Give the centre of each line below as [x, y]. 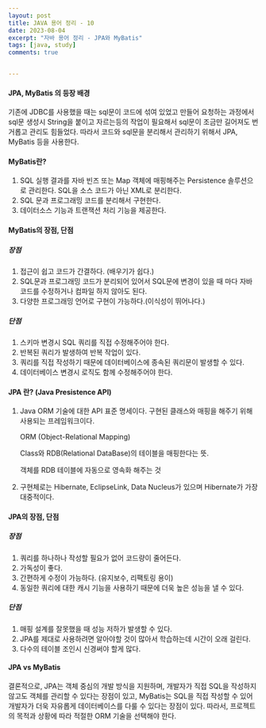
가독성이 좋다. [41, 567]
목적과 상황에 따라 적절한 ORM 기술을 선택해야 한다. [96, 715]
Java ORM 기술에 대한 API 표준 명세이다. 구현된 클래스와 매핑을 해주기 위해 [136, 411]
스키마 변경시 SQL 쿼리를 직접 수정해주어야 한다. [94, 342]
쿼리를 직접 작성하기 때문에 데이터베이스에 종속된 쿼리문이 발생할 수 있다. [132, 362]
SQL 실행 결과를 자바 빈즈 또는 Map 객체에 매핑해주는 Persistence [123, 180]
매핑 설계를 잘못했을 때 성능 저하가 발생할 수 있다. [96, 629]
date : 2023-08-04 [37, 30]
